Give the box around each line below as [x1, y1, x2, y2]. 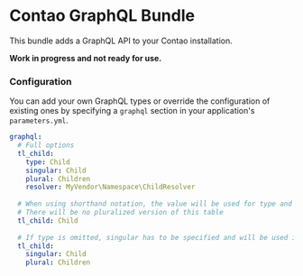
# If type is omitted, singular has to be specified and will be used [17, 233, 289, 242]
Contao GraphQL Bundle [9, 5, 196, 26]
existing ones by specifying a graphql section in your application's [9, 106, 255, 116]
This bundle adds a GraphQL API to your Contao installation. [9, 35, 233, 46]
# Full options [17, 141, 75, 150]
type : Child [25, 157, 70, 167]
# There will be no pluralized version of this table [17, 208, 224, 217]
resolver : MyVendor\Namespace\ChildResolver [25, 182, 196, 192]
